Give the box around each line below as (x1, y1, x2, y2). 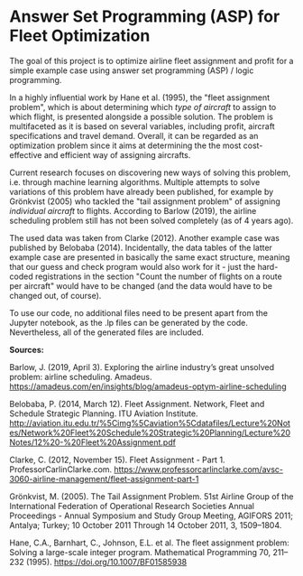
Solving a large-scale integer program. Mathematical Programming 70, (9, 546, 271, 557)
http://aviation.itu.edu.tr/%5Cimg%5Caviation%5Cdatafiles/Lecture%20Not (9, 417, 291, 428)
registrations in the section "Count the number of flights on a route (34, 271, 282, 282)
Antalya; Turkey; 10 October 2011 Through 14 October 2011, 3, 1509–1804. (9, 519, 282, 530)
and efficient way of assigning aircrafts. (43, 149, 191, 160)
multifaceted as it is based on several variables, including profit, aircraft (9, 120, 275, 132)
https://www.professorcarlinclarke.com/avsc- (114, 463, 284, 475)
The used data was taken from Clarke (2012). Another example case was (9, 232, 280, 243)
